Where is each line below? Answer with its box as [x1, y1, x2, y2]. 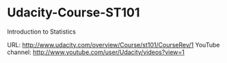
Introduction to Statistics [7, 27, 77, 36]
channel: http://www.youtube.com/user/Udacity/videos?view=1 [7, 48, 185, 56]
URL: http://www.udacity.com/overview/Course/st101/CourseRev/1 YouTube [7, 40, 220, 49]
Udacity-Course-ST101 [7, 5, 140, 21]
